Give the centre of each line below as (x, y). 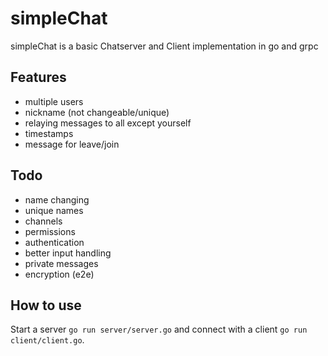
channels (43, 221)
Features (38, 77)
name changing (57, 199)
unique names (54, 210)
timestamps (49, 133)
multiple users (54, 101)
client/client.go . (47, 340)
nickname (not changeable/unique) (97, 112)
